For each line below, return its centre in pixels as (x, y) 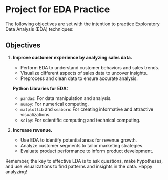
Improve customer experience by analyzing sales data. (72, 57)
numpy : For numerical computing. (55, 104)
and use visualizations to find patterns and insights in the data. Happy (79, 166)
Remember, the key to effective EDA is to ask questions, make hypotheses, (84, 161)
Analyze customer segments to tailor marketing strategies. (82, 145)
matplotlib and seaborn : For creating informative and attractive (87, 109)
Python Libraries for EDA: (40, 88)
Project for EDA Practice (58, 9)
